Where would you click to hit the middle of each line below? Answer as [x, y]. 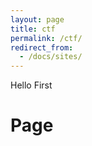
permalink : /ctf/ [46, 38]
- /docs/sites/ [51, 57]
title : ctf [33, 29]
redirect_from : [42, 47]
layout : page [37, 19]
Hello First [31, 85]
